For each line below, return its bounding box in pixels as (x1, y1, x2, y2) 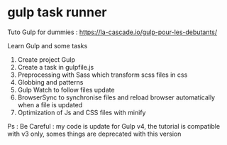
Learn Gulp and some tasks (7, 41, 88, 50)
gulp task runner (7, 4, 107, 21)
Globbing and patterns (17, 77, 84, 86)
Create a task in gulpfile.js (17, 63, 94, 71)
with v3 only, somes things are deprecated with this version (7, 129, 182, 138)
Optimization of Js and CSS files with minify (17, 108, 146, 117)
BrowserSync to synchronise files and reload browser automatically (17, 93, 215, 102)
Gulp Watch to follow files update (17, 85, 115, 94)
